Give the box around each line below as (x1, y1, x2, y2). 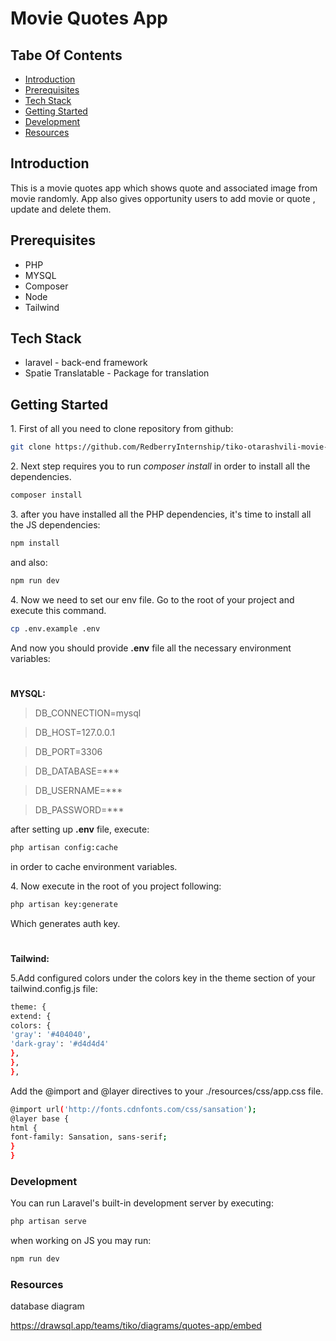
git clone (10, 442, 52, 452)
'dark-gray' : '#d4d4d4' (10, 1039, 110, 1049)
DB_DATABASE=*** (34, 765, 120, 777)
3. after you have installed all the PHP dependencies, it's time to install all (10, 508, 312, 520)
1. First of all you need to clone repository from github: (10, 423, 234, 435)
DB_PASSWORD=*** (34, 803, 125, 816)
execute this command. (10, 604, 107, 616)
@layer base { (10, 1113, 70, 1124)
